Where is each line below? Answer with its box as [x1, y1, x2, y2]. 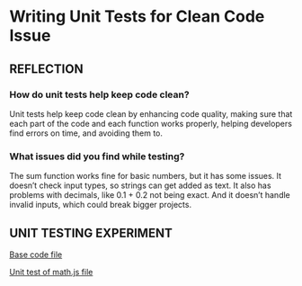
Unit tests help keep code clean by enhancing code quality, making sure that [9, 108, 293, 119]
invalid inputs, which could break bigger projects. [9, 200, 191, 210]
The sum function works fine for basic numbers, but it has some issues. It [9, 171, 281, 182]
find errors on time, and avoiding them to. [9, 128, 164, 139]
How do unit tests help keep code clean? [9, 88, 191, 101]
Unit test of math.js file [9, 266, 93, 277]
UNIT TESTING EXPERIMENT [9, 225, 173, 240]
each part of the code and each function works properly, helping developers [9, 118, 292, 129]
